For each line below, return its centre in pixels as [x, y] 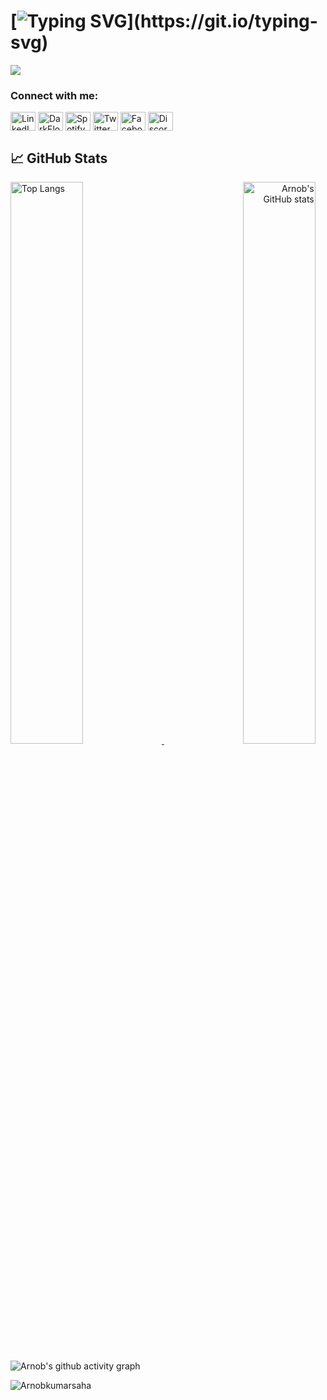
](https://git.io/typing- [222, 21]
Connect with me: [54, 95]
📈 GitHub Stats [59, 158]
